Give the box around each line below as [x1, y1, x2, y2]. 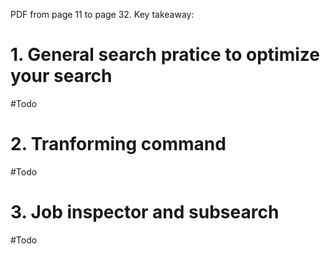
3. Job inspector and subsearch [10, 201, 280, 224]
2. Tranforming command [10, 133, 227, 156]
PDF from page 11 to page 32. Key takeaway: [10, 9, 195, 20]
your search [10, 65, 113, 88]
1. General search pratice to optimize [10, 44, 320, 66]
